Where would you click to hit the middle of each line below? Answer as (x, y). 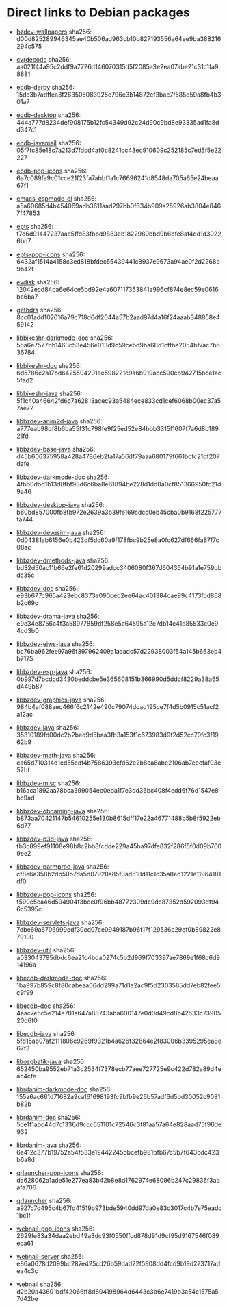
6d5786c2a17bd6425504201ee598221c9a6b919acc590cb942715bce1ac (119, 373)
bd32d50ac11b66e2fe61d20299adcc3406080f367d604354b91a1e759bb (119, 567)
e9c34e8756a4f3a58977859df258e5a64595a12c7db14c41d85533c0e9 (117, 623)
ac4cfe (26, 1076)
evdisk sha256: (38, 282)
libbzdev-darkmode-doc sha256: (63, 477)
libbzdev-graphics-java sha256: (61, 700)
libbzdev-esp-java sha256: (54, 671)
